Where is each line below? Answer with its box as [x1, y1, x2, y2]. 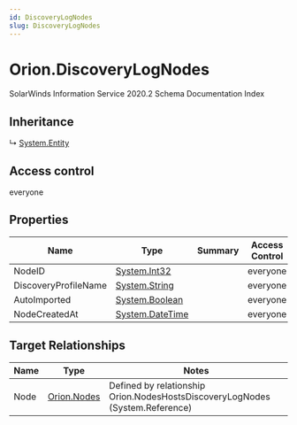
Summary [197, 244, 240, 257]
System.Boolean [115, 293, 184, 305]
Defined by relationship [109, 379, 206, 391]
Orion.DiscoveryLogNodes [9, 59, 210, 80]
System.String [115, 279, 174, 291]
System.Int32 [115, 265, 171, 277]
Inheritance [9, 114, 74, 129]
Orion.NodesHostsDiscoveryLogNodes [109, 390, 271, 403]
